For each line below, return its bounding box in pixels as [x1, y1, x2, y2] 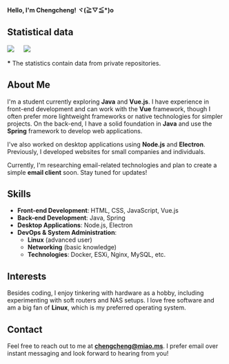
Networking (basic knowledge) [27, 243, 117, 251]
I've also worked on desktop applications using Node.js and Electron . [7, 140, 206, 149]
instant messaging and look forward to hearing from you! [7, 349, 169, 358]
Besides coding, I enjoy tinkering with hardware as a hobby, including [7, 289, 204, 297]
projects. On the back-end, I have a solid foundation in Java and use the [7, 119, 212, 128]
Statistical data [7, 26, 74, 38]
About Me [7, 79, 50, 91]
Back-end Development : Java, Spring [17, 213, 126, 222]
